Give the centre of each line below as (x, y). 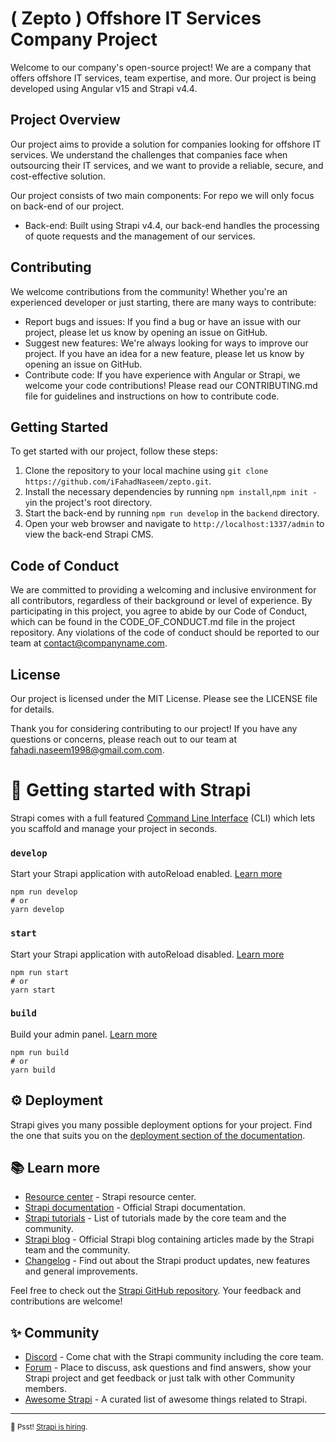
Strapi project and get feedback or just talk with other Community (160, 1378)
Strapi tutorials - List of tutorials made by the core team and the (155, 1218)
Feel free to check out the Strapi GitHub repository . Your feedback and (156, 1291)
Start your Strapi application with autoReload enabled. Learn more (146, 874)
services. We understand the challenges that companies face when (149, 154)
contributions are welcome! (66, 1301)
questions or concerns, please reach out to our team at (124, 739)
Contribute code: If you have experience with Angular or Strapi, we (162, 374)
